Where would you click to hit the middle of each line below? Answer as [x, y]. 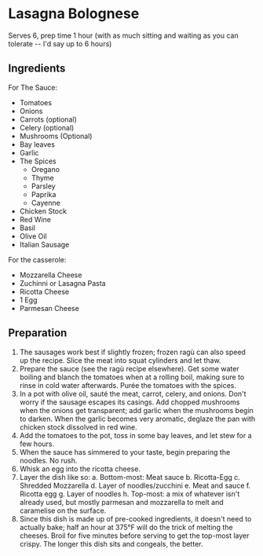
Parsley [44, 186]
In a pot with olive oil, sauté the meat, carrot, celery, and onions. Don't [133, 393]
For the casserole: [37, 259]
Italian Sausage [44, 244]
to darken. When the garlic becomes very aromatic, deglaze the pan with [137, 419]
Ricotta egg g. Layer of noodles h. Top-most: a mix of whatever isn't [130, 494]
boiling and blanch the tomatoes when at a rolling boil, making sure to [132, 377]
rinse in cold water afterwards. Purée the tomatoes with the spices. [128, 385]
